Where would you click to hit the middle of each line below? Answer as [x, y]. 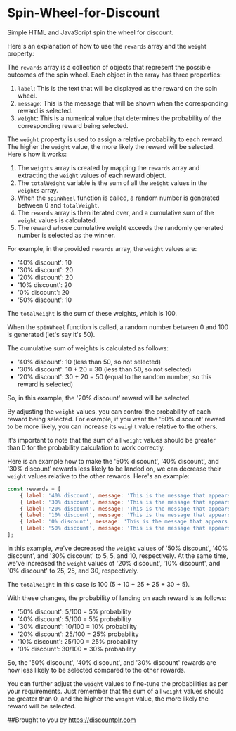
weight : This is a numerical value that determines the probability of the [119, 118]
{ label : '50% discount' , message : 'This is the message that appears [125, 528]
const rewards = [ [34, 489]
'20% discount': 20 [45, 277]
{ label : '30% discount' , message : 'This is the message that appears [125, 502]
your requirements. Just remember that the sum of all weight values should [116, 691]
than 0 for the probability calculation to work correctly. [86, 447]
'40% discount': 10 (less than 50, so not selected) [89, 362]
